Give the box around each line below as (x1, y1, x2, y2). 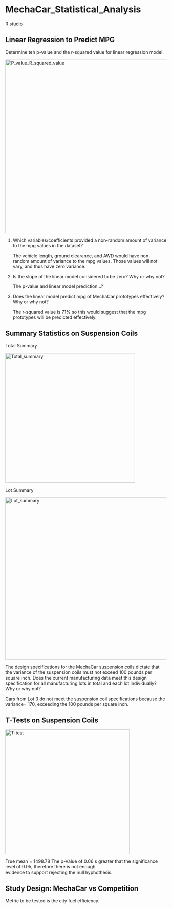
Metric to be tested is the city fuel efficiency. (5, 898, 100, 904)
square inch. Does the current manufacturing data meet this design (5, 674, 147, 681)
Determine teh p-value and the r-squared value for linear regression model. (5, 49, 164, 55)
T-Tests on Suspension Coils (5, 715, 99, 724)
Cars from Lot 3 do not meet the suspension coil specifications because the (5, 695, 165, 702)
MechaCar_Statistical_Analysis (5, 4, 141, 15)
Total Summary (5, 342, 37, 349)
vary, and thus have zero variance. (12, 263, 86, 269)
